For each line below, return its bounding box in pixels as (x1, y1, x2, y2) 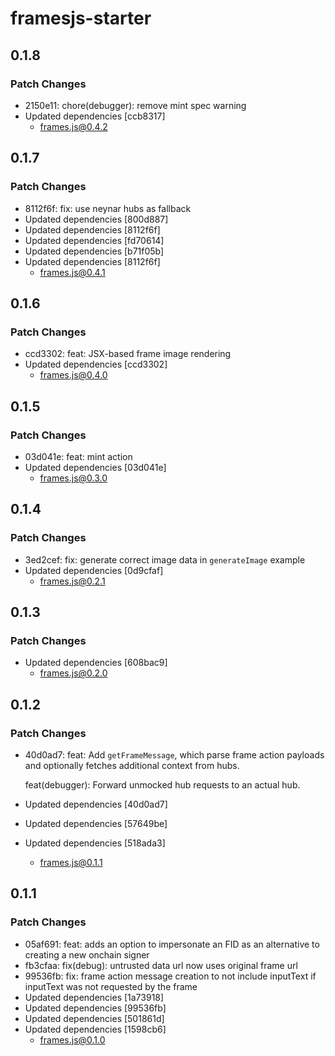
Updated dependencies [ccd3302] (24, 358, 168, 371)
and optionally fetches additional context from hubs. (24, 760, 240, 771)
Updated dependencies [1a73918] (24, 991, 165, 1003)
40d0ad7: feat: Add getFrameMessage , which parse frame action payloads (24, 749, 325, 761)
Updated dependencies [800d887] (24, 213, 169, 225)
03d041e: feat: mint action (24, 450, 133, 462)
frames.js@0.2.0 (39, 667, 108, 679)
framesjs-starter (10, 7, 152, 30)
